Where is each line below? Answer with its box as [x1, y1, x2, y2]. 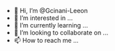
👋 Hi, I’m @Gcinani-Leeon [13, 7, 89, 14]
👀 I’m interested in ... [13, 14, 73, 22]
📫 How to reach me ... [13, 37, 79, 44]
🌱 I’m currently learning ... [13, 21, 89, 29]
